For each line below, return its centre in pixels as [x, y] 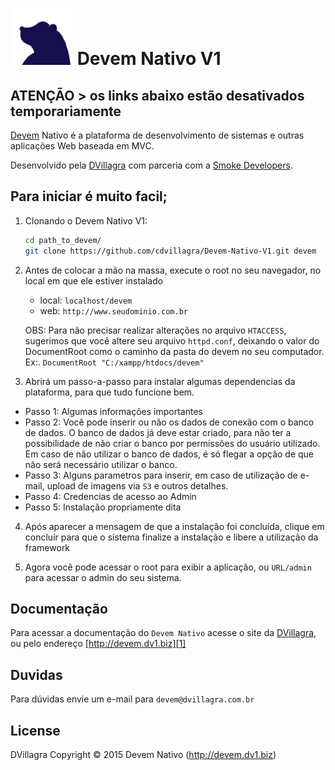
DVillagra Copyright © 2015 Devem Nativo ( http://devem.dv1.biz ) [143, 754]
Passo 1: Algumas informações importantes [113, 411]
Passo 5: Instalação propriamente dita [103, 507]
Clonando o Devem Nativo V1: [86, 220]
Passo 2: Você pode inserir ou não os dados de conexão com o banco [169, 422]
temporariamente [66, 111]
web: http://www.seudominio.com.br [113, 310]
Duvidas [36, 674]
